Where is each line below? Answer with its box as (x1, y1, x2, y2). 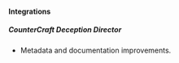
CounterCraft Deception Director (8, 25, 122, 35)
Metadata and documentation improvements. (20, 45, 172, 55)
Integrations (8, 6, 51, 16)
